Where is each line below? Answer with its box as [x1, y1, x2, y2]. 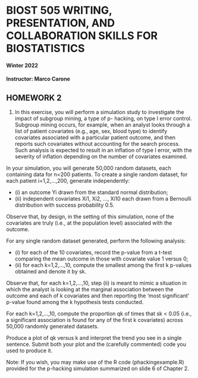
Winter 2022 [6, 62, 39, 69]
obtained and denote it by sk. [14, 268, 87, 275]
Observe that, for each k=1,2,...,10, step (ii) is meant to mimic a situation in [6, 279, 187, 287]
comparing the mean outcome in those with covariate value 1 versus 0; [14, 255, 188, 263]
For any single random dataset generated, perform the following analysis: [6, 237, 186, 245]
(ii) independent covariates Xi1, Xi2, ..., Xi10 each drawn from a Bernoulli [14, 195, 191, 202]
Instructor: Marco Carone [6, 75, 70, 82]
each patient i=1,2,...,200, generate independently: [6, 177, 130, 185]
